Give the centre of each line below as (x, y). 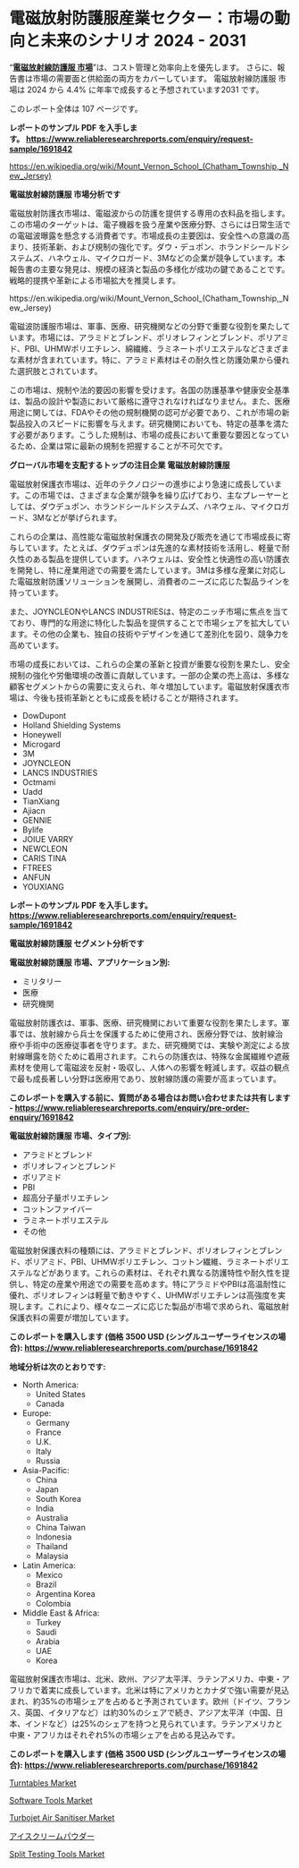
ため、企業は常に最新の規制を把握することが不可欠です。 (122, 446)
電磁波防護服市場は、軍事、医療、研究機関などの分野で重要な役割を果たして (150, 326)
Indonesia (54, 1537)
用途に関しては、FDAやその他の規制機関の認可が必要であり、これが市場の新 (149, 412)
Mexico (49, 1574)
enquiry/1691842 (42, 1117)
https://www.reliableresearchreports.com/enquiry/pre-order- (132, 1107)
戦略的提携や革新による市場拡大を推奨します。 (95, 280)
